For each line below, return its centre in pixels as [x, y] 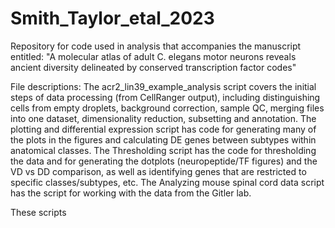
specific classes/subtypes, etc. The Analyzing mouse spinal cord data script [167, 182]
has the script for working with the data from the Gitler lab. [131, 193]
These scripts [38, 212]
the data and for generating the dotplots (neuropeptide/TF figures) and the [164, 161]
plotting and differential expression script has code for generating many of [163, 129]
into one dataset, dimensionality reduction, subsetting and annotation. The [163, 118]
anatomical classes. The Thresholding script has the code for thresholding [163, 150]
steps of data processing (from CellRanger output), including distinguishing [165, 97]
